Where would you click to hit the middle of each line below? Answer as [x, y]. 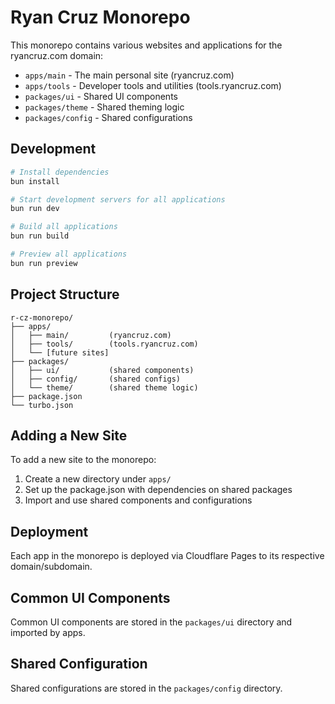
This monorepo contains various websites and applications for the [146, 45]
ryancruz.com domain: [57, 55]
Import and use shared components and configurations [138, 500]
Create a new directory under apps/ [98, 479]
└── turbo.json [42, 405]
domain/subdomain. [51, 567]
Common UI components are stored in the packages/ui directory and [151, 622]
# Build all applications [64, 227]
